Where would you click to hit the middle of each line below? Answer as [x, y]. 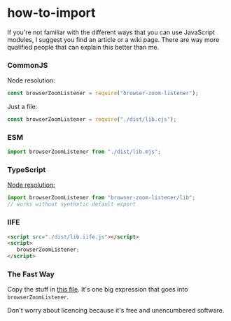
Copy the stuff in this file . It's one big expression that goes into [98, 290]
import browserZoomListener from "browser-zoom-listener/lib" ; [101, 198]
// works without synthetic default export [72, 204]
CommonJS [28, 65]
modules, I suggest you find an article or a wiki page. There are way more [113, 39]
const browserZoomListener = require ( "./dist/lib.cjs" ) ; [92, 120]
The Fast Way [31, 274]
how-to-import [51, 13]
